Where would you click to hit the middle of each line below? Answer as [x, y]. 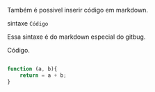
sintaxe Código [28, 23]
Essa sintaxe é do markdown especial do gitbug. [76, 37]
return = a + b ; [43, 75]
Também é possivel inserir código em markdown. [77, 10]
